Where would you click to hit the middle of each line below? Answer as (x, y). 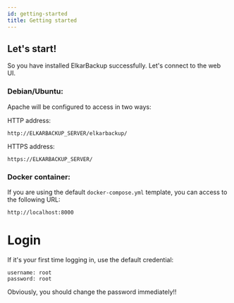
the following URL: (34, 199)
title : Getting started (42, 20)
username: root (30, 272)
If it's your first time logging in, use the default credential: (91, 259)
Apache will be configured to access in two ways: (79, 107)
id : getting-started (38, 14)
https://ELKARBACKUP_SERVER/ (50, 159)
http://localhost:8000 (41, 212)
